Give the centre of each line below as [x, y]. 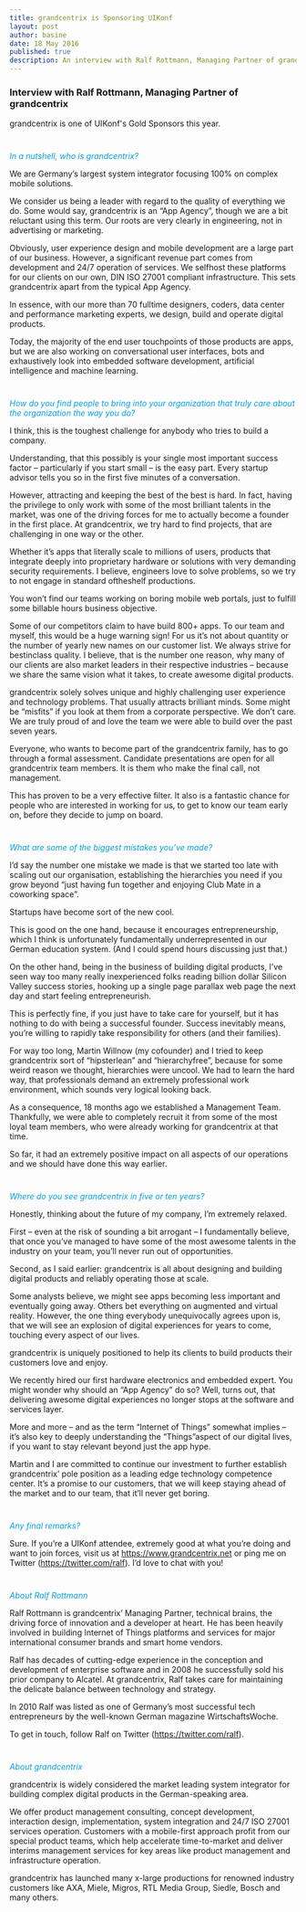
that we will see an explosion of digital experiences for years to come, [140, 1326]
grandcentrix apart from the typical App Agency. [100, 287]
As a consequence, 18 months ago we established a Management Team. [145, 1107]
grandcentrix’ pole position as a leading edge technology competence [141, 1474]
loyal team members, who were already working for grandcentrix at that [144, 1127]
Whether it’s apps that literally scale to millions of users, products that [140, 552]
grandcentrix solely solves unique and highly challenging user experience [148, 692]
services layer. [37, 1410]
